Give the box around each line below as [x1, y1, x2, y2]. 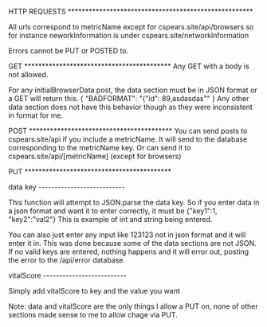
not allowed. [8, 70, 49, 79]
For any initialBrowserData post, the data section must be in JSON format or [8, 85, 257, 95]
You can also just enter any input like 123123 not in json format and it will [8, 230, 246, 239]
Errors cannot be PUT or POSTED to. [8, 46, 129, 55]
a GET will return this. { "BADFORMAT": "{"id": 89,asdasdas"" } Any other [8, 94, 249, 103]
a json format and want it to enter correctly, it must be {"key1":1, [8, 206, 218, 216]
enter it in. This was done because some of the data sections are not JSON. [8, 239, 257, 247]
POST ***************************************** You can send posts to [8, 127, 248, 135]
